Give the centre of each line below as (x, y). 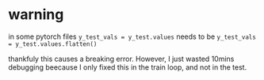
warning (36, 15)
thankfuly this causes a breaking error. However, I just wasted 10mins (121, 59)
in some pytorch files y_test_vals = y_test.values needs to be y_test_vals (132, 36)
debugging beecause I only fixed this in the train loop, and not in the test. (128, 67)
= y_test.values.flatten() (53, 44)
